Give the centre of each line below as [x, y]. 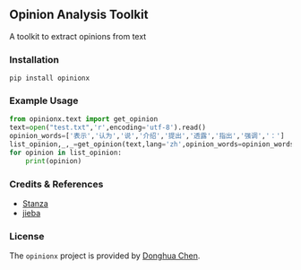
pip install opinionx [50, 78]
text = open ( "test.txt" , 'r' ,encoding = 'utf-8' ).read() [107, 128]
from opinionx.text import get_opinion [84, 119]
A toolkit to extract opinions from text [78, 36]
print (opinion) [54, 161]
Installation [34, 59]
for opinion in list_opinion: [66, 152]
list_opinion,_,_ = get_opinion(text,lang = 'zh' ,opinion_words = [126, 144]
